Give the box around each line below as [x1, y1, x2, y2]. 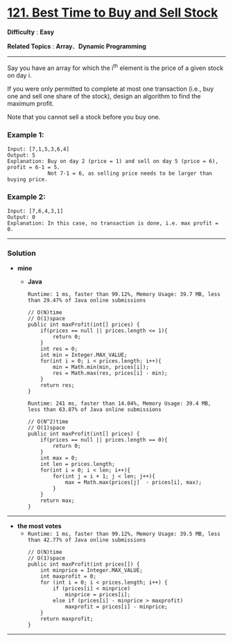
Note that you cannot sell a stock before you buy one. [7, 112, 161, 121]
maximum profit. [7, 99, 54, 107]
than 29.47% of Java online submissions [27, 297, 146, 304]
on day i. [7, 71, 33, 79]
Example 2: [7, 192, 46, 202]
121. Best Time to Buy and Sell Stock [7, 5, 218, 21]
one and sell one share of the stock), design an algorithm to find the [7, 92, 201, 100]
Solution [7, 248, 37, 258]
